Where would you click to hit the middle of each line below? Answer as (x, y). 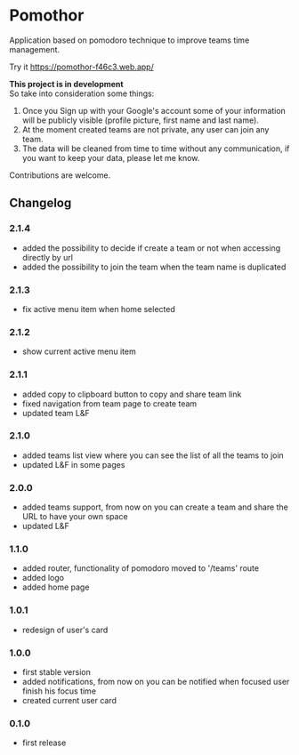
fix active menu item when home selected (99, 309)
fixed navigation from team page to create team (109, 403)
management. (35, 49)
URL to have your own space (75, 517)
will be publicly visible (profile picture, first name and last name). (141, 120)
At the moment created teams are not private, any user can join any (145, 129)
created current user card (69, 700)
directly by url (48, 257)
